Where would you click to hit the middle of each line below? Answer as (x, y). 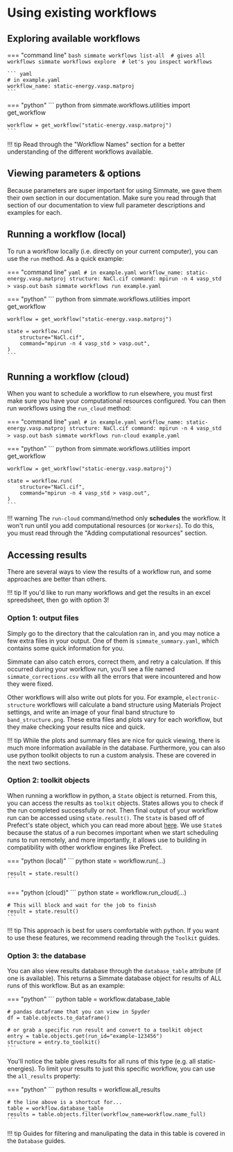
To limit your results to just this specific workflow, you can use (127, 1069)
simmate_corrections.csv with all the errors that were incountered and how (114, 676)
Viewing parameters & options (74, 174)
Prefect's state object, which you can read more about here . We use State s (115, 825)
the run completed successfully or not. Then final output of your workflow (113, 810)
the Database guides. (36, 1141)
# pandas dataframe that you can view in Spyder (79, 1012)
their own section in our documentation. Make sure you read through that (112, 198)
